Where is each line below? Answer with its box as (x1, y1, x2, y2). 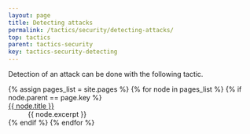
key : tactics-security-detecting (8, 48, 118, 56)
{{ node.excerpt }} (28, 110, 87, 118)
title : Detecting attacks (8, 19, 93, 27)
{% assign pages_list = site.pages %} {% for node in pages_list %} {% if (8, 85, 242, 94)
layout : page (8, 11, 51, 20)
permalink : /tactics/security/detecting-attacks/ (8, 26, 175, 34)
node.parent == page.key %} (8, 93, 102, 102)
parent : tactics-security (8, 41, 93, 49)
